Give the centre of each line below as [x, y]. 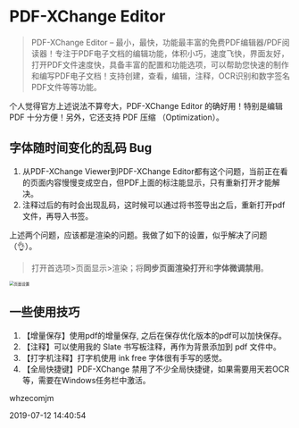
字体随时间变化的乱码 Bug [81, 148]
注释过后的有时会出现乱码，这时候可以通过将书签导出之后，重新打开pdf [154, 205]
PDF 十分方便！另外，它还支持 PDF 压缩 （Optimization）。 [117, 117]
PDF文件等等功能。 [66, 87]
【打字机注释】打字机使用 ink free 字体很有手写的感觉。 [125, 357]
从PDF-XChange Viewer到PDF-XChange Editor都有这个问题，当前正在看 [155, 171]
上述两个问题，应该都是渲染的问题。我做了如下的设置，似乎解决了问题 [138, 235]
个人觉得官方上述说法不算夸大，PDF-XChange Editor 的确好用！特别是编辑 [146, 105]
